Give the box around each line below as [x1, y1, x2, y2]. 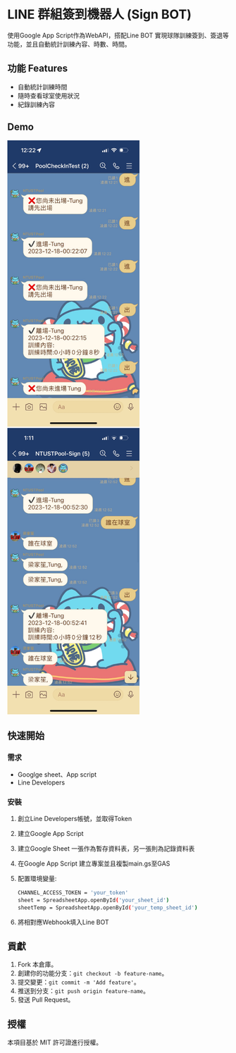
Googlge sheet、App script [17, 770, 97, 779]
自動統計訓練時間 [17, 82, 68, 91]
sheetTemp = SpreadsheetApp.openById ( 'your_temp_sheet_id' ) [17, 904, 198, 911]
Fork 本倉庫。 [17, 960, 58, 969]
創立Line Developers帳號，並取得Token [17, 814, 132, 823]
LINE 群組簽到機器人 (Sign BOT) [7, 6, 192, 23]
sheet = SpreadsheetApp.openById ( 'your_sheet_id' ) [17, 897, 170, 904]
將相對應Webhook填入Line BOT [17, 918, 109, 926]
